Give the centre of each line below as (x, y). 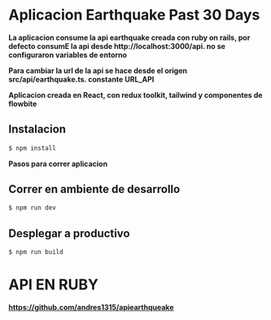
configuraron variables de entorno (68, 55)
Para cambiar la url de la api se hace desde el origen (98, 70)
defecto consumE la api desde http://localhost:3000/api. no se (117, 46)
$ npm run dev (33, 208)
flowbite (23, 103)
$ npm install (33, 148)
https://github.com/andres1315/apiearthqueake (91, 307)
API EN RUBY (54, 285)
